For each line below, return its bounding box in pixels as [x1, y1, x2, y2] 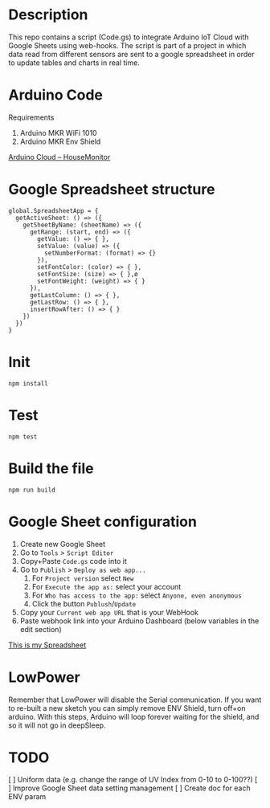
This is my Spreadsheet [8, 640, 87, 650]
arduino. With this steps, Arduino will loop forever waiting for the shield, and [8, 712, 260, 721]
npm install [8, 379, 48, 387]
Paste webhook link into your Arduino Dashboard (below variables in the [19, 616, 260, 626]
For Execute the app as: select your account [31, 582, 182, 591]
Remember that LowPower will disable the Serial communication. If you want [8, 695, 262, 704]
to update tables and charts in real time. [8, 58, 141, 67]
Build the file [8, 459, 94, 477]
